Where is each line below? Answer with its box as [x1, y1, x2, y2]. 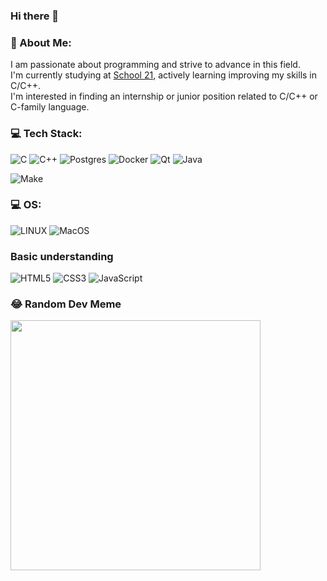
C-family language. [10, 101, 90, 113]
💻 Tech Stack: [10, 127, 83, 141]
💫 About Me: [10, 35, 72, 49]
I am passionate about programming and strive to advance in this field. [10, 59, 301, 71]
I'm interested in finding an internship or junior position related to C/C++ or [10, 90, 318, 103]
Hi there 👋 [10, 9, 60, 23]
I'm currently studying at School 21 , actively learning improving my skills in [10, 69, 318, 81]
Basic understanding [10, 249, 114, 263]
